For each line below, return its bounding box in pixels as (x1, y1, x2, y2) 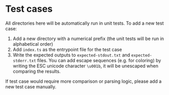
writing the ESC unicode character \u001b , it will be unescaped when (12, 63, 159, 69)
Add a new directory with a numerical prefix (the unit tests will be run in (12, 35, 164, 42)
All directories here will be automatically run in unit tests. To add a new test (5, 20, 164, 26)
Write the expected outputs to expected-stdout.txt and (12, 52, 130, 58)
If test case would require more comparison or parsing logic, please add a (5, 78, 162, 84)
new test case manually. (5, 83, 57, 90)
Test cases (5, 3, 53, 15)
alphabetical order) (12, 41, 53, 47)
